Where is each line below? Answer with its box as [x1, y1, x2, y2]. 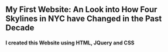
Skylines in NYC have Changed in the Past [5, 14, 162, 24]
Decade [5, 23, 35, 33]
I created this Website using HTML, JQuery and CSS [5, 39, 135, 46]
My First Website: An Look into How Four [5, 5, 157, 15]
